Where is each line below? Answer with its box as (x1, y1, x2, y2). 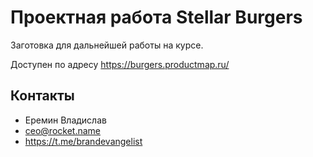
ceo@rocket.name (24, 124, 102, 136)
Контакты (10, 87, 75, 105)
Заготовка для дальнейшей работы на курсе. (10, 39, 204, 51)
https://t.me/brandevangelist (24, 135, 143, 147)
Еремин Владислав (24, 114, 107, 126)
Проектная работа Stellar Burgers (10, 6, 303, 29)
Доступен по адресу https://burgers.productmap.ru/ (10, 58, 230, 70)
